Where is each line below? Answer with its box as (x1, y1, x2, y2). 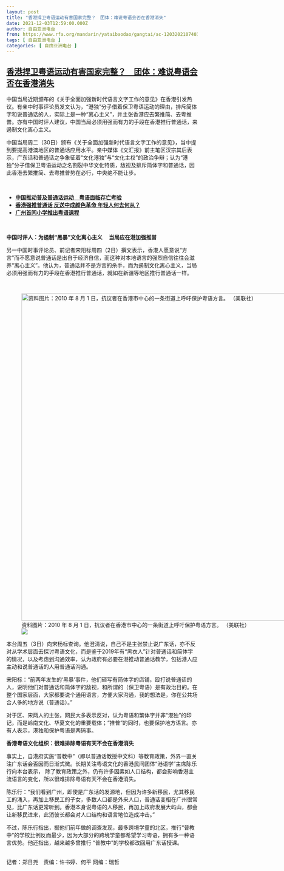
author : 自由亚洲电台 (6, 25, 56, 32)
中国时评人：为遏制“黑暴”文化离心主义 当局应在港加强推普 (6, 233, 157, 240)
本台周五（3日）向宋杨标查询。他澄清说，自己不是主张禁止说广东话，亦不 (6, 640, 191, 647)
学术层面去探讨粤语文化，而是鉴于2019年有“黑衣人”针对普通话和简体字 (16, 648, 194, 655)
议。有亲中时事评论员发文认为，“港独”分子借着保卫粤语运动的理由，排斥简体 (6, 103, 197, 110)
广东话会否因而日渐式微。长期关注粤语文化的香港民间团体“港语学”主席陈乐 (11, 760, 197, 767)
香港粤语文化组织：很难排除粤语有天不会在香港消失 (6, 739, 134, 747)
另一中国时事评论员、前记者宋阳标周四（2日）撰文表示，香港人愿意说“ (6, 246, 182, 254)
